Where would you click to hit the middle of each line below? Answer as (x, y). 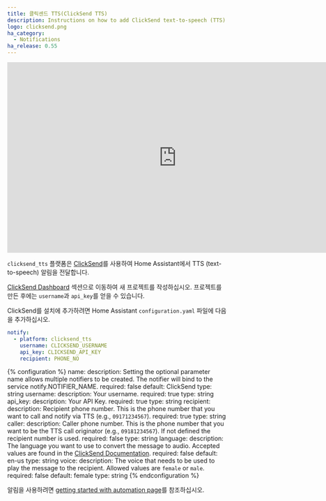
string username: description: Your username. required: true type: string (111, 394)
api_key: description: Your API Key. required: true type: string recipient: (109, 401)
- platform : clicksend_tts (53, 339)
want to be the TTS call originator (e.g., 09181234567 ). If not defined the (109, 431)
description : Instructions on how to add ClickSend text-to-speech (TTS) (117, 20)
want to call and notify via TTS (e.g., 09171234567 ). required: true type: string (117, 417)
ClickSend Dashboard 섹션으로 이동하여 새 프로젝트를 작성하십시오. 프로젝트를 (115, 287)
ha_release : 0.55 (32, 46)
